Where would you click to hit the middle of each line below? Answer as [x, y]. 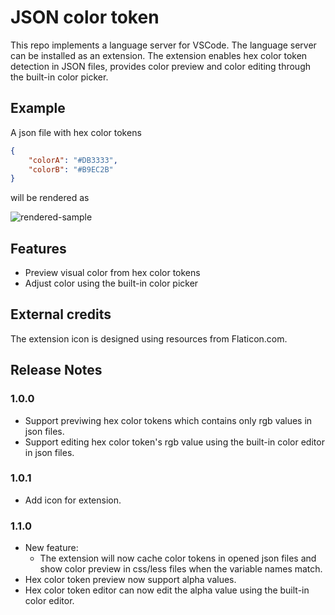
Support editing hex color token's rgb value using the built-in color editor [174, 442]
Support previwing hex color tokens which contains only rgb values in [168, 420]
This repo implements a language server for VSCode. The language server [163, 45]
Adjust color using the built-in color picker [111, 283]
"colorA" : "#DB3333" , [73, 160]
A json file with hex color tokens [76, 132]
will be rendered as [50, 198]
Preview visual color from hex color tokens [112, 273]
